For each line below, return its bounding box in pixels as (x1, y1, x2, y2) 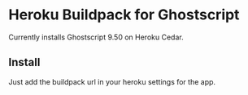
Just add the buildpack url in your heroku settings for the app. (8, 76, 216, 86)
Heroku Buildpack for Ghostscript (8, 6, 240, 24)
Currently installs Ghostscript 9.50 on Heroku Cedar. (8, 32, 185, 42)
